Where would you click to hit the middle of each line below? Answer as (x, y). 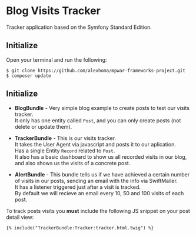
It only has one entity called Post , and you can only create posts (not (98, 120)
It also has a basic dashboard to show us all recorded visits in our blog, (101, 156)
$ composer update (29, 76)
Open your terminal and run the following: (57, 59)
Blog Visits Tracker (54, 11)
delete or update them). (43, 126)
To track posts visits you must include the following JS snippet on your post (98, 211)
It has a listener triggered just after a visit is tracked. (78, 187)
